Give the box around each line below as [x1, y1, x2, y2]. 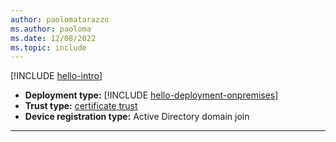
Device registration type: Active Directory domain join [24, 111, 250, 123]
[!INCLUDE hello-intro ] [10, 70, 103, 82]
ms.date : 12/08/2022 [10, 33, 97, 43]
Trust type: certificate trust [24, 100, 138, 112]
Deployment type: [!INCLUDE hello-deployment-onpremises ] [24, 89, 279, 101]
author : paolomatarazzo [10, 14, 110, 25]
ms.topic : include [10, 42, 87, 53]
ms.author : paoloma [10, 24, 92, 34]
